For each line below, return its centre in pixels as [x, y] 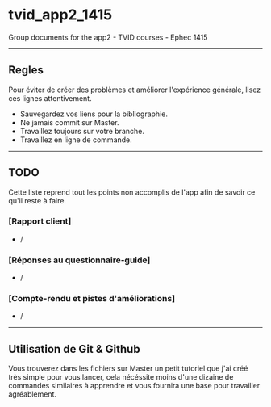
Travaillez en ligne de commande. [76, 140]
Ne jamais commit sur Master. [69, 122]
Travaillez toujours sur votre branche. [82, 131]
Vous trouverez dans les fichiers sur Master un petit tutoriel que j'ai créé [128, 368]
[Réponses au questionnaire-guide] [79, 260]
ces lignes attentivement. [50, 98]
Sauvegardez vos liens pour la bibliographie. [94, 114]
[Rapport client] [40, 221]
